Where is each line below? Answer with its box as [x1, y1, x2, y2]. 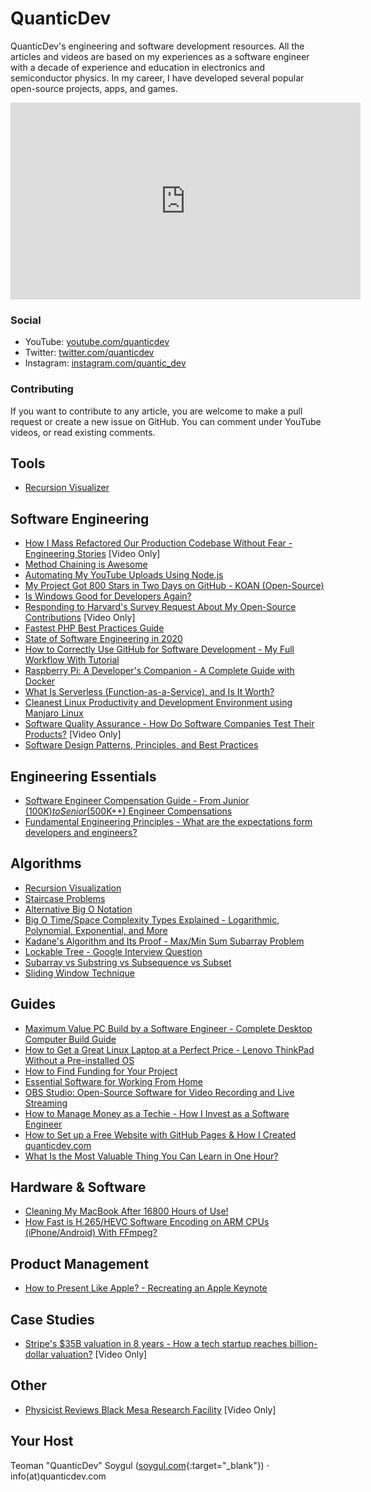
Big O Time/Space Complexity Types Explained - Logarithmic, [24, 913, 280, 926]
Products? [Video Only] [24, 728, 122, 741]
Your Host [10, 1433, 74, 1450]
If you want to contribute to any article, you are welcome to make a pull [10, 405, 303, 417]
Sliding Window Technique [24, 967, 135, 979]
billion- [289, 1338, 318, 1350]
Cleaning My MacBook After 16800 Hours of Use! [24, 1205, 229, 1217]
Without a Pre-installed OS [24, 1054, 135, 1066]
